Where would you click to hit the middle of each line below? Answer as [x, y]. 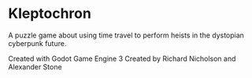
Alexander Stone [35, 66]
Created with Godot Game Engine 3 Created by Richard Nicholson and [122, 58]
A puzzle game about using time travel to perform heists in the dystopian [126, 35]
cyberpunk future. [37, 43]
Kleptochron [50, 14]
